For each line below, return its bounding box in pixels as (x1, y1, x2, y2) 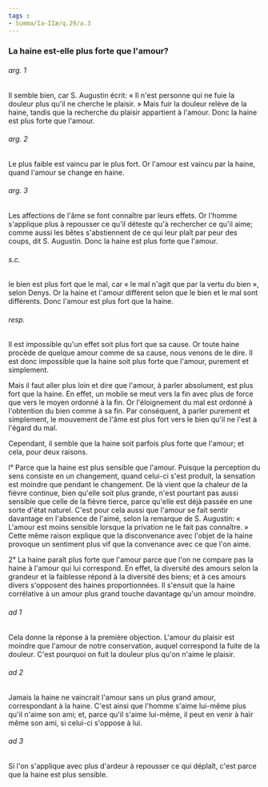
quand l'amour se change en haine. (8, 167, 126, 177)
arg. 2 (8, 134, 28, 144)
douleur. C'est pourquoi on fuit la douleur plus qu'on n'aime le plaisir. (8, 649, 236, 659)
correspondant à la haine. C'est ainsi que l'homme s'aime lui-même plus (8, 700, 246, 710)
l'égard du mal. (8, 423, 58, 433)
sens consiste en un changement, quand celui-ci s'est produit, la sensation (8, 471, 256, 481)
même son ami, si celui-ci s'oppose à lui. (8, 718, 142, 728)
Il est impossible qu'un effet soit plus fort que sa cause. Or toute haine (8, 340, 240, 349)
